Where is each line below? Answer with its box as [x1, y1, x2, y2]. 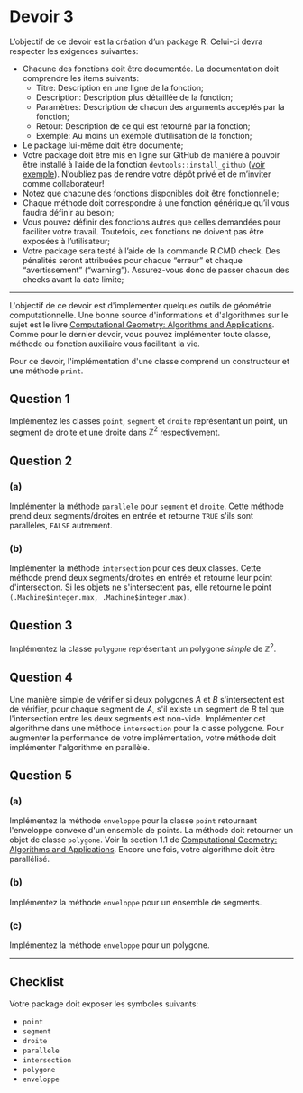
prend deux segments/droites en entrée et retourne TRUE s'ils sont [9, 510, 254, 521]
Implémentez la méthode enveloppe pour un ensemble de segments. [9, 896, 262, 907]
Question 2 [9, 453, 73, 468]
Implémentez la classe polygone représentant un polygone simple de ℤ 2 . [9, 642, 277, 654]
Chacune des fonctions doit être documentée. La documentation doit [22, 63, 280, 74]
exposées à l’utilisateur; [22, 235, 111, 246]
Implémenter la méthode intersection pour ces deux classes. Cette [9, 563, 262, 574]
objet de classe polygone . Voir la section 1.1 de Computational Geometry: [9, 834, 278, 845]
